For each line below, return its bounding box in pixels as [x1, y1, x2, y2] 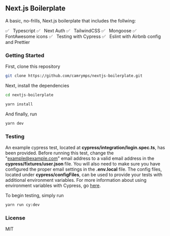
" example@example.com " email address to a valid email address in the [5, 155, 155, 161]
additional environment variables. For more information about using [5, 177, 147, 183]
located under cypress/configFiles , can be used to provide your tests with [5, 171, 162, 178]
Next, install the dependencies [5, 82, 69, 88]
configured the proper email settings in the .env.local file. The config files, [5, 166, 162, 172]
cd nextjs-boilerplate [5, 92, 54, 98]
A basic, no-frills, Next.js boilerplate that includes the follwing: [5, 17, 136, 23]
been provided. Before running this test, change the [5, 150, 114, 156]
